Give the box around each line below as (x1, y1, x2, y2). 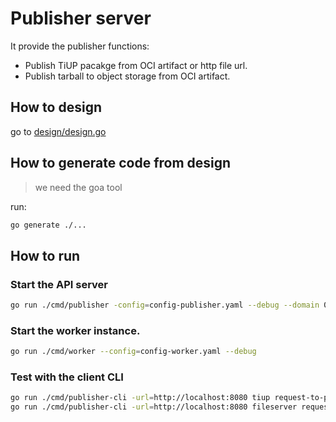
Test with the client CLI (10, 370, 124, 384)
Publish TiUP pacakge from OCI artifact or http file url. (24, 59, 248, 71)
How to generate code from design (10, 155, 232, 172)
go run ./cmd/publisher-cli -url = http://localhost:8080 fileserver (10, 402, 298, 412)
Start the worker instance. (10, 323, 141, 337)
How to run (10, 247, 81, 264)
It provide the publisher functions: (10, 40, 150, 52)
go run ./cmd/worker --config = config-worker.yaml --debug (10, 347, 257, 357)
